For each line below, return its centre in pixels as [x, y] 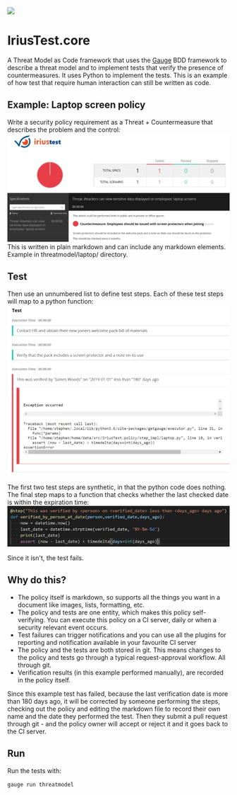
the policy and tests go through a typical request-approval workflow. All [121, 657]
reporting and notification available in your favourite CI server [107, 642]
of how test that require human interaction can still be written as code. [109, 82]
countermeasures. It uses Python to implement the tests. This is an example [117, 75]
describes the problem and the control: [64, 130]
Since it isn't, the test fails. [45, 558]
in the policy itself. [44, 680]
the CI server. [27, 731]
